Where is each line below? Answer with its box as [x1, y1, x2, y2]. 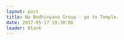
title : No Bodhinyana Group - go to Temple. [6, 14, 119, 20]
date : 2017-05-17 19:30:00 [6, 19, 74, 25]
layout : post [6, 8, 39, 15]
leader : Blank [6, 25, 42, 31]
